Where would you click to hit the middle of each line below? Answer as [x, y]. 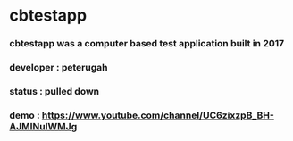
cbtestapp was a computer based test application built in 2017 [147, 44]
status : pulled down [54, 91]
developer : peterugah [59, 68]
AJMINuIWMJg [43, 126]
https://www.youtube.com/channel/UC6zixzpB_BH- [158, 115]
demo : [25, 115]
